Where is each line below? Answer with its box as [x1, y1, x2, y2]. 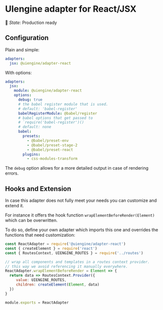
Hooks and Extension [5, 184, 71, 193]
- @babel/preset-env [26, 138, 69, 143]
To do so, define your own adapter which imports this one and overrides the [5, 227, 159, 233]
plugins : [23, 152, 41, 157]
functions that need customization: [5, 232, 75, 238]
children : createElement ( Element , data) [16, 282, 99, 287]
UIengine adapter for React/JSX [5, 3, 137, 15]
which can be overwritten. [5, 218, 58, 223]
